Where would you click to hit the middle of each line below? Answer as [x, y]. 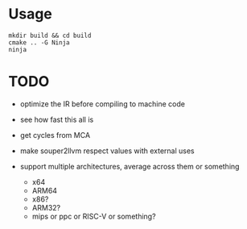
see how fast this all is [57, 119]
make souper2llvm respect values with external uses [107, 151]
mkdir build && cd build [50, 35]
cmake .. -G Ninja [39, 42]
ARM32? [46, 207]
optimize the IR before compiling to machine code [102, 104]
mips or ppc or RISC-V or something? [94, 216]
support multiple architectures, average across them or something [130, 166]
